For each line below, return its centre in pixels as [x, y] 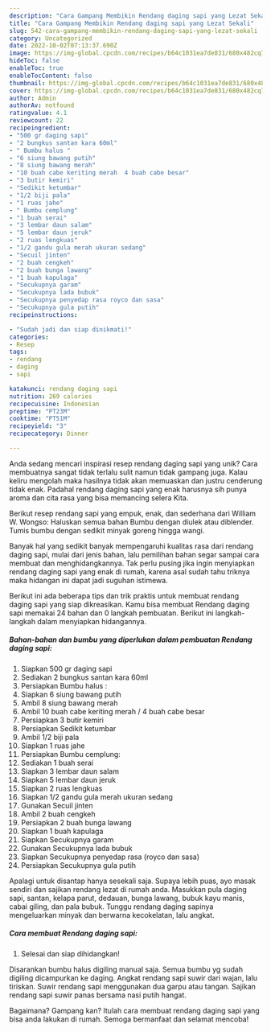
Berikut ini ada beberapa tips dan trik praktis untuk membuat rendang [124, 595]
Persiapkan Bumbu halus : [64, 685]
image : [20, 53]
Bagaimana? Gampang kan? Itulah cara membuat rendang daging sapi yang [134, 1010]
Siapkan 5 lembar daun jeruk [68, 779]
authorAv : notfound [42, 105]
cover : [20, 90]
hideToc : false [35, 61]
